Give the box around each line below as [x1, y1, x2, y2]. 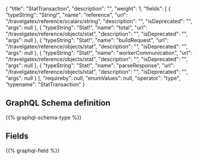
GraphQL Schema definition [5, 98, 111, 108]
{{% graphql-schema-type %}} [5, 114, 82, 121]
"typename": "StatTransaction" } [5, 81, 85, 88]
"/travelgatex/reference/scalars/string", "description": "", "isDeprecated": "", [5, 18, 193, 24]
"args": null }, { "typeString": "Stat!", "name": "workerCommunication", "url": [5, 49, 193, 56]
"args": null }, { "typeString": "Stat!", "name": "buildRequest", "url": [5, 37, 169, 43]
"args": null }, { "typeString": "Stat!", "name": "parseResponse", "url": [5, 62, 175, 69]
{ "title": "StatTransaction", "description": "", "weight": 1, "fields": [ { [5, 5, 171, 12]
